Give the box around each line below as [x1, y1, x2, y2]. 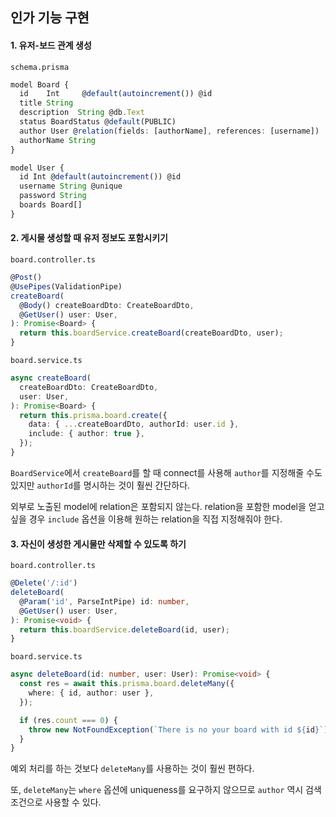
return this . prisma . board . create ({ [19, 410, 168, 420]
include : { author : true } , [28, 429, 145, 439]
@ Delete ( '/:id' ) [10, 578, 78, 588]
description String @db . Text [19, 108, 145, 118]
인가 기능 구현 [10, 9, 90, 27]
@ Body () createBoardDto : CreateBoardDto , [19, 300, 195, 310]
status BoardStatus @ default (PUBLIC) [19, 117, 177, 127]
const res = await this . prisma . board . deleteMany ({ [19, 679, 235, 689]
